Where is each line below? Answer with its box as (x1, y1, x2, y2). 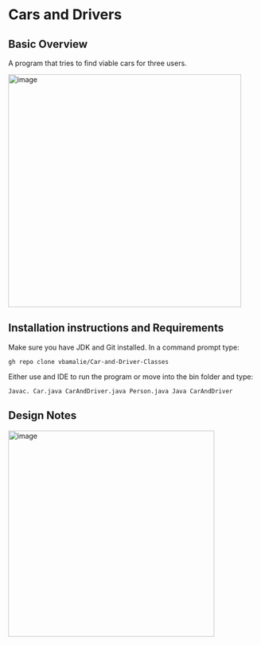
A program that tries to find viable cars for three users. (8, 58, 187, 68)
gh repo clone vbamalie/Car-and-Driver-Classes (8, 358, 169, 365)
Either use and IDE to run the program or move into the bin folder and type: (8, 372, 253, 381)
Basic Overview (8, 37, 88, 51)
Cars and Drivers (8, 6, 123, 24)
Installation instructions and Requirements (8, 321, 224, 335)
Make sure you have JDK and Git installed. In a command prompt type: (8, 342, 240, 352)
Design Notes (8, 408, 77, 423)
